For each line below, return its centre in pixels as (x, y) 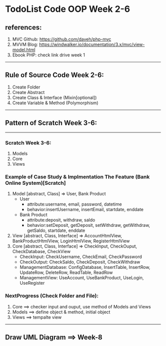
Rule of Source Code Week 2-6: (55, 75)
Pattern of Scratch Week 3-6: (51, 123)
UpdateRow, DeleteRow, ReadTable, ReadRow (66, 272)
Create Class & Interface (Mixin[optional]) (55, 97)
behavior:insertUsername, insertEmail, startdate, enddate (85, 210)
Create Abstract (28, 92)
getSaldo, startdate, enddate (56, 230)
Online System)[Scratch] (36, 183)
